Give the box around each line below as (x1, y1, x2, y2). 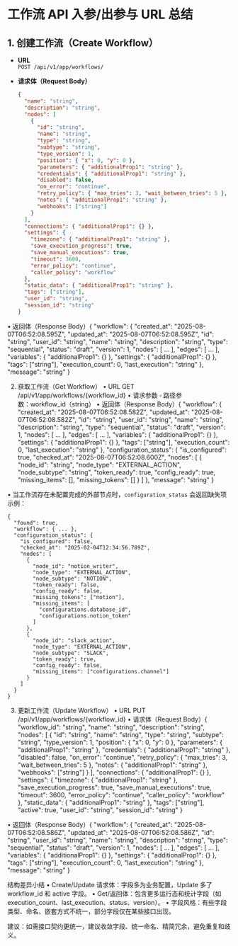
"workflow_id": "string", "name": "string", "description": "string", (17, 723, 205, 731)
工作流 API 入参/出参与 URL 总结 (7, 6, 193, 23)
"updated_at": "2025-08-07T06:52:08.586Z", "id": (67, 828, 215, 836)
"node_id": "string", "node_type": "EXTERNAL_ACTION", (17, 460, 182, 469)
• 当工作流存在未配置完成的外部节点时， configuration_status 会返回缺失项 (7, 490, 227, 498)
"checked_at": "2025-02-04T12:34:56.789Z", (20, 544, 151, 551)
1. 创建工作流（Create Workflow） (7, 37, 159, 49)
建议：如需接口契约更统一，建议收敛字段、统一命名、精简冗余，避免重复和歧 (7, 922, 231, 930)
